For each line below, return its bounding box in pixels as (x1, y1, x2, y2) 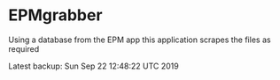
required (8, 43, 40, 54)
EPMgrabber (8, 5, 103, 25)
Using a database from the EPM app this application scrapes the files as (8, 34, 271, 45)
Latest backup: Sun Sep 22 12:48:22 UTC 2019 (8, 61, 179, 71)
